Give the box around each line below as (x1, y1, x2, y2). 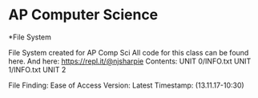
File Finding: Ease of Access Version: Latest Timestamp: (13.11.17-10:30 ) (8, 80, 244, 90)
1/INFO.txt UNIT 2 (8, 64, 67, 74)
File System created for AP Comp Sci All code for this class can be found (8, 47, 249, 57)
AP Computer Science (8, 6, 159, 24)
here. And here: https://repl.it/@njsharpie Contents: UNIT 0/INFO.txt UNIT (8, 56, 252, 66)
